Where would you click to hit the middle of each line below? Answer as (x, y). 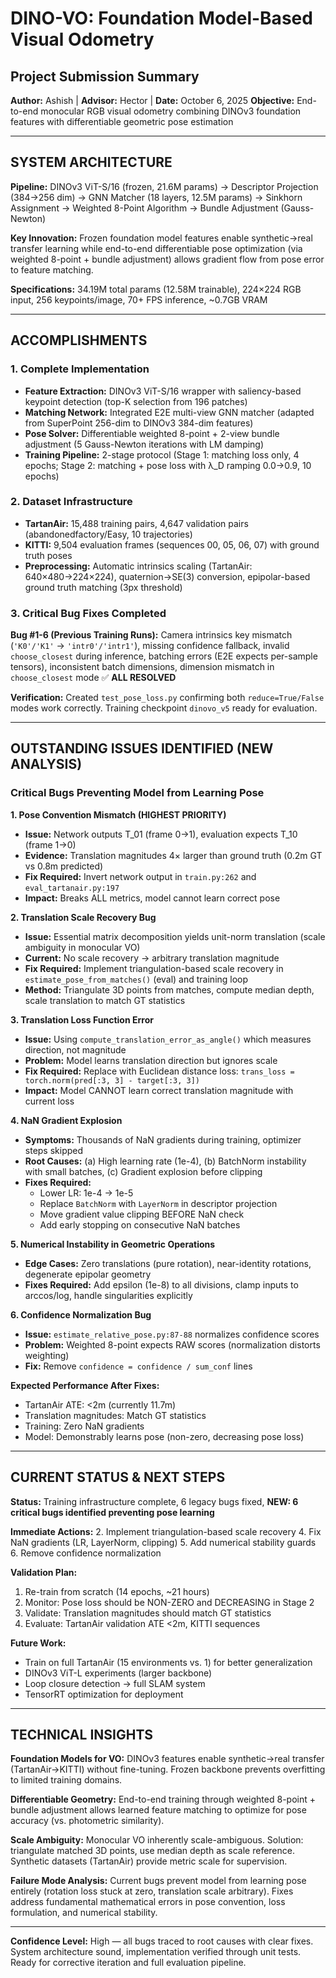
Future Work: (38, 1643)
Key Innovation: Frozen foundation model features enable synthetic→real (161, 238)
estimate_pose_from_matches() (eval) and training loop (136, 979)
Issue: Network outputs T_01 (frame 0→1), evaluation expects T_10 (161, 834)
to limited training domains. (66, 1780)
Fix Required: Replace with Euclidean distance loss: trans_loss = (159, 1071)
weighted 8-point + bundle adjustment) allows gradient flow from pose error (167, 259)
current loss (49, 1101)
